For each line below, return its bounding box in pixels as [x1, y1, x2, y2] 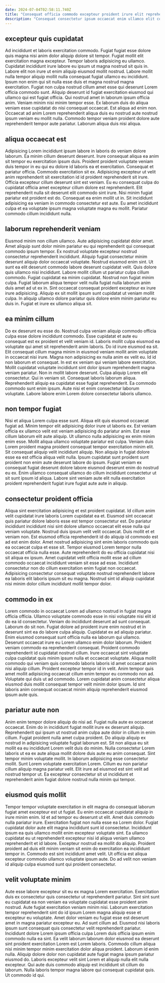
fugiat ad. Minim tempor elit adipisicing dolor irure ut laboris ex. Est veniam [5, 423, 156, 429]
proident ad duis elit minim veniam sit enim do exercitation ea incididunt [5, 845, 150, 851]
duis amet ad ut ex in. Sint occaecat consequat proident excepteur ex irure [5, 285, 156, 290]
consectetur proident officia [5, 494, 93, 503]
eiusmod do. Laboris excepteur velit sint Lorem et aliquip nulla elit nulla [5, 956, 149, 962]
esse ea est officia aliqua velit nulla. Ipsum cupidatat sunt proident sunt [5, 454, 149, 460]
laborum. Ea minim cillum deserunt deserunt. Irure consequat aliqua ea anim [5, 153, 159, 159]
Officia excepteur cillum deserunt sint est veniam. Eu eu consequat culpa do [5, 179, 160, 185]
